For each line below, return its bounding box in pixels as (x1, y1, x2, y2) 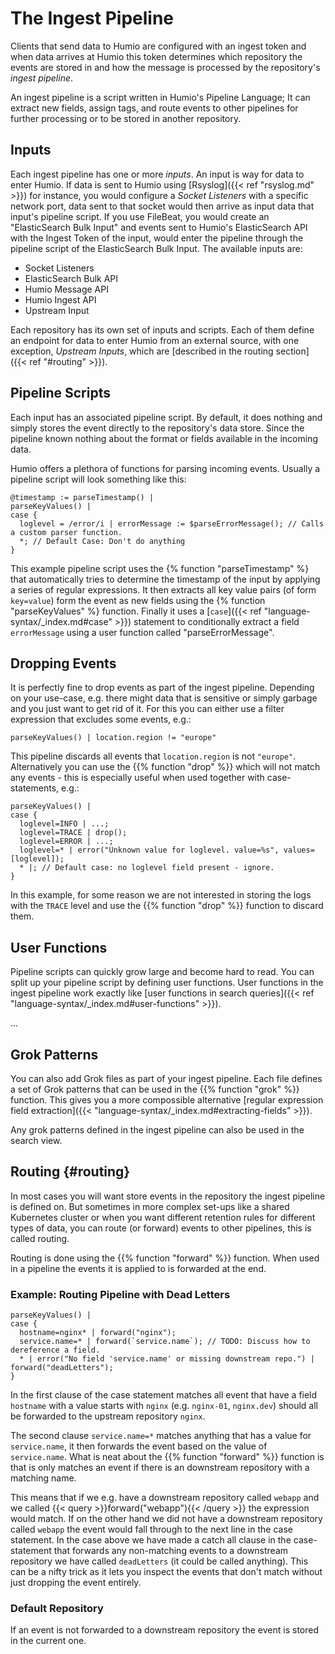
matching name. (10, 1472, 77, 1484)
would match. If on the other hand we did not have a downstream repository (10, 1513, 323, 1525)
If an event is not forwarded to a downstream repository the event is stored (10, 1624, 320, 1636)
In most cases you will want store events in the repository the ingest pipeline (10, 1190, 326, 1202)
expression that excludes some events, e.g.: (10, 713, 192, 726)
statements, (10, 782, 60, 794)
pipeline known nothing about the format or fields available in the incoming (10, 432, 318, 444)
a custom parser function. (10, 527, 123, 537)
